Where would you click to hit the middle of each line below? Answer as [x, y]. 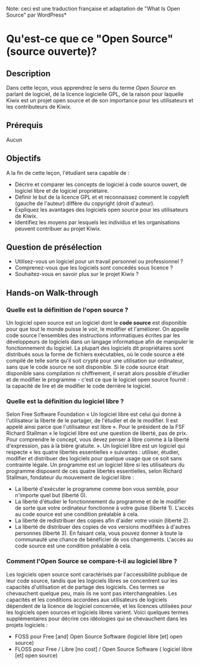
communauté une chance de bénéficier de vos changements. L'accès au [104, 539]
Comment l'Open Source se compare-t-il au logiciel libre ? [92, 562]
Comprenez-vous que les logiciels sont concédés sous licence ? [94, 268]
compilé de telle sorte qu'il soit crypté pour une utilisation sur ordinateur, [95, 361]
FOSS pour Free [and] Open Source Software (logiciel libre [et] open [99, 636]
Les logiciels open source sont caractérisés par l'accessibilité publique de [97, 574]
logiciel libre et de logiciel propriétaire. [62, 190]
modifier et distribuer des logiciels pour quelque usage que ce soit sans [94, 459]
